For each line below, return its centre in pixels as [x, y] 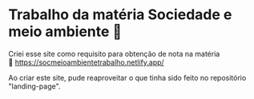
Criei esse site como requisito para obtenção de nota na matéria [114, 53]
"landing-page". [34, 86]
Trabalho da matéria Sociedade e [120, 15]
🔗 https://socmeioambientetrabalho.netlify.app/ [86, 62]
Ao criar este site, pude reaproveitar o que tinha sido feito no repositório [127, 77]
